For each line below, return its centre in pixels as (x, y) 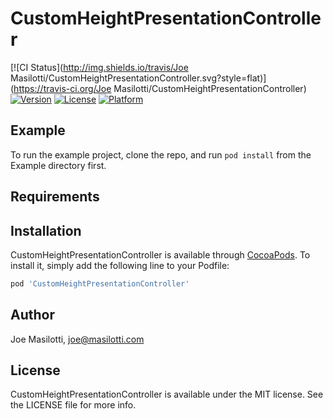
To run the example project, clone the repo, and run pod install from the (161, 154)
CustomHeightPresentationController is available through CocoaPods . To (160, 254)
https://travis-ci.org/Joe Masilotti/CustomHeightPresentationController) (160, 88)
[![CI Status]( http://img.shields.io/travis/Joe (99, 67)
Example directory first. (58, 165)
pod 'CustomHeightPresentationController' (100, 283)
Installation (46, 230)
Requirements (55, 197)
